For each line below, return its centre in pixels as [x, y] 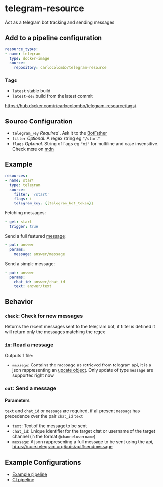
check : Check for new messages [44, 316]
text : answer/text [33, 286]
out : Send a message [31, 388]
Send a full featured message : [36, 236]
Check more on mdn [33, 149]
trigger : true [24, 227]
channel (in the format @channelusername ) [54, 436]
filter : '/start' [32, 194]
